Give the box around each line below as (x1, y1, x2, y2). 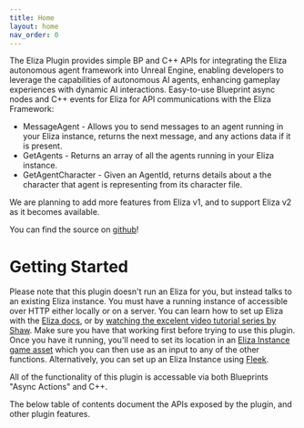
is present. (22, 140, 63, 151)
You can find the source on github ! (9, 224, 139, 235)
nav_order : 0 (9, 30, 59, 39)
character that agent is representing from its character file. (22, 179, 243, 190)
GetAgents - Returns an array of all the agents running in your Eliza (22, 150, 275, 161)
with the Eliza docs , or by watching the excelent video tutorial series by (9, 315, 277, 326)
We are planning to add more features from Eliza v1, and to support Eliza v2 (9, 197, 292, 208)
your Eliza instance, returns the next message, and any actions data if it (22, 131, 291, 142)
